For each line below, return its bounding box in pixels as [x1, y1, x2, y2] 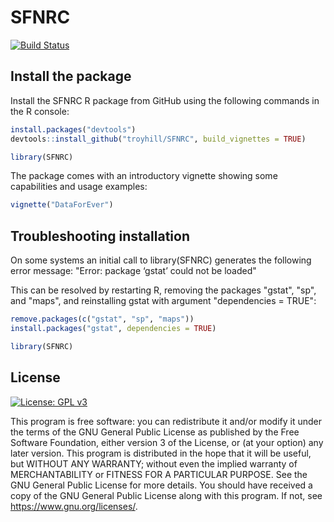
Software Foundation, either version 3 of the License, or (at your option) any [10, 436, 324, 448]
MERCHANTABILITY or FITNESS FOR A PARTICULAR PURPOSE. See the [10, 468, 308, 480]
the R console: [10, 105, 70, 117]
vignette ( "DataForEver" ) [10, 200, 114, 210]
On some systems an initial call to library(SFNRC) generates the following [10, 254, 312, 266]
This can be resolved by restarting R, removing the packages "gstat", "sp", [10, 284, 317, 296]
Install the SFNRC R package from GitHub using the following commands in [10, 94, 320, 106]
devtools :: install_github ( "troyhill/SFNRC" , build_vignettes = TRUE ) [10, 134, 307, 144]
